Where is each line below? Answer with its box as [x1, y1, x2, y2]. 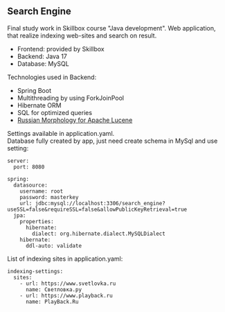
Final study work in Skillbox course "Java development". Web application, [7, 24, 216, 32]
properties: [19, 218, 54, 225]
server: [7, 157, 30, 164]
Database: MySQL [17, 59, 69, 68]
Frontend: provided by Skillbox [17, 44, 105, 53]
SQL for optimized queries [17, 108, 92, 116]
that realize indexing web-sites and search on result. [7, 31, 157, 40]
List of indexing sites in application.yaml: [7, 254, 123, 263]
